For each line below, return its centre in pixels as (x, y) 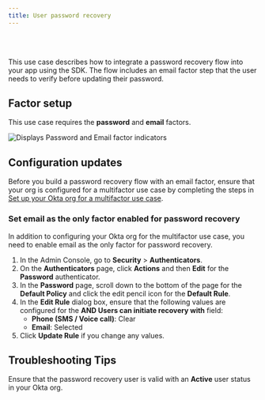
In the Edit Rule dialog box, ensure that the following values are (123, 302)
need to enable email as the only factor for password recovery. (110, 244)
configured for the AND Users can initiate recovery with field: (121, 310)
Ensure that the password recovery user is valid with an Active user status (129, 379)
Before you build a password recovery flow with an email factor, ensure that (132, 182)
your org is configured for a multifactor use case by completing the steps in (131, 190)
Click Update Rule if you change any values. (92, 335)
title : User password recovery (60, 15)
